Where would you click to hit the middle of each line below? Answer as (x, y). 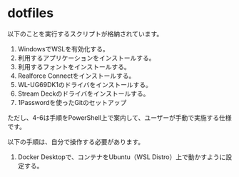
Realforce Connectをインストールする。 (76, 76)
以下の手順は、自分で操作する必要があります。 (76, 141)
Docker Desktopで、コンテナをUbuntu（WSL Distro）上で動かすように (122, 157)
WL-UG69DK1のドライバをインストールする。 (85, 84)
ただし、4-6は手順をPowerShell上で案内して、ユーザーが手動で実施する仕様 (119, 117)
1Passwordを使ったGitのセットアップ (72, 102)
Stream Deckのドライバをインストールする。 (83, 93)
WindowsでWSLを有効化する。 (63, 49)
